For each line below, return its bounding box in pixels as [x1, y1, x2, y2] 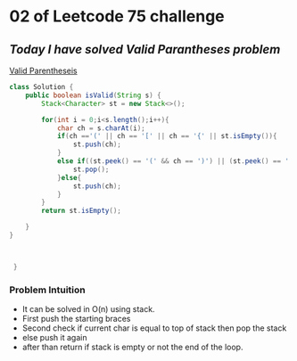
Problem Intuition [9, 283, 87, 296]
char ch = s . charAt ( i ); [56, 123, 145, 133]
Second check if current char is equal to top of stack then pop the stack [21, 323, 287, 333]
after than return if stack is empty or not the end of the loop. [21, 341, 243, 353]
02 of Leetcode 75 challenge [9, 6, 225, 27]
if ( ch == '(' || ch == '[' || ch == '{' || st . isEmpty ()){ [56, 132, 277, 141]
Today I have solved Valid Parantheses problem [9, 42, 281, 57]
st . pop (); [72, 165, 110, 174]
